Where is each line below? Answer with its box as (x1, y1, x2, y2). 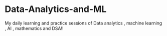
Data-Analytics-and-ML (5, 3, 107, 15)
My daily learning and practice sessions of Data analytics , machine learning (5, 20, 162, 26)
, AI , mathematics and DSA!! (5, 25, 64, 31)
